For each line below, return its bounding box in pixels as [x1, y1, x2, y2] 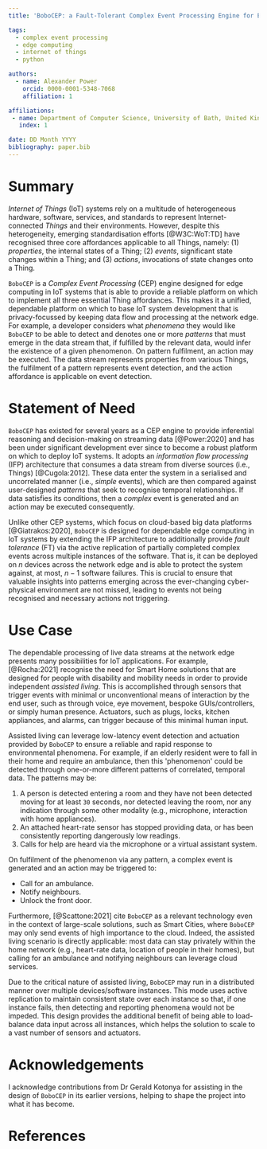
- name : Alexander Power [15, 77, 98, 85]
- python [15, 56, 44, 64]
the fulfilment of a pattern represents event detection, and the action [8, 363, 233, 373]
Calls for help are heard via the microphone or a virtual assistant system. [19, 839, 257, 849]
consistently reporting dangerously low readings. [19, 830, 180, 840]
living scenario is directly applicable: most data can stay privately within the [8, 936, 256, 946]
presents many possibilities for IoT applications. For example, [8, 656, 208, 666]
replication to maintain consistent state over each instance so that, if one [8, 994, 246, 1003]
